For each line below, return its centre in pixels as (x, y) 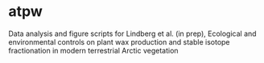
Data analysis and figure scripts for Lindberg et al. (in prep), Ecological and (132, 33)
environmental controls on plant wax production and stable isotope (120, 41)
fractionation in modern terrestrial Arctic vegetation (93, 50)
